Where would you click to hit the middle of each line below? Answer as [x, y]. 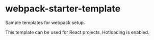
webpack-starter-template [63, 9]
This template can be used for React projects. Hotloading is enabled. [77, 32]
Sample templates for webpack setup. [45, 22]
